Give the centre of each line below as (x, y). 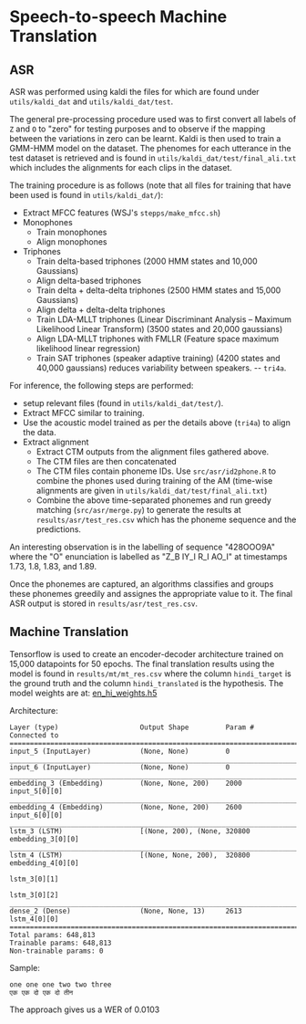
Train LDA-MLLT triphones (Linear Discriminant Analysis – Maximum (164, 319)
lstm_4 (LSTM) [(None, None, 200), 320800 (130, 855)
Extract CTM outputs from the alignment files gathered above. (153, 452)
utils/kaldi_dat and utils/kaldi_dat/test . (92, 101)
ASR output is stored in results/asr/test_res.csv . (104, 603)
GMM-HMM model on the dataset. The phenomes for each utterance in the (150, 148)
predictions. (59, 529)
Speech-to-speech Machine (118, 17)
